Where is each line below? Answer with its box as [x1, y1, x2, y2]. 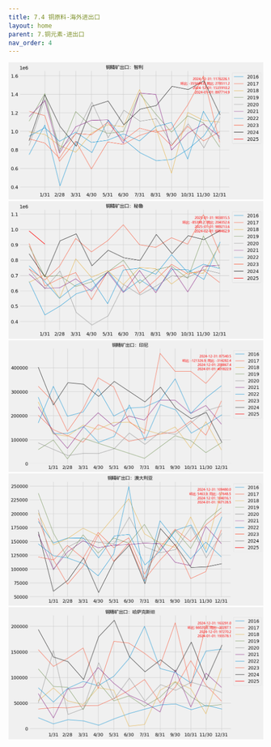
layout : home [8, 21, 53, 30]
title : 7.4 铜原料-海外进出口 [8, 13, 101, 21]
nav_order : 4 [8, 39, 53, 47]
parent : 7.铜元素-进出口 [8, 30, 85, 38]
